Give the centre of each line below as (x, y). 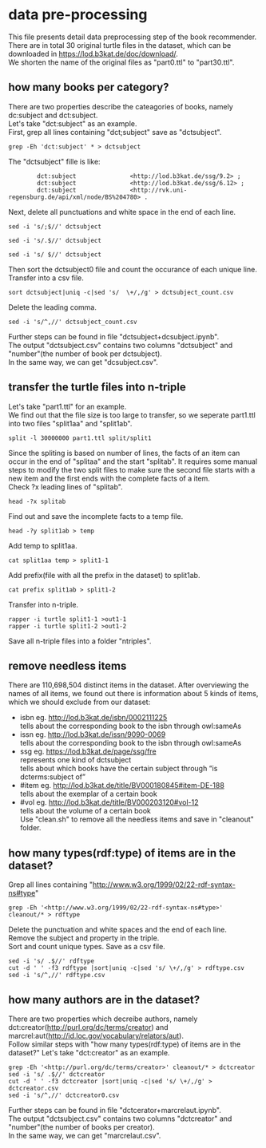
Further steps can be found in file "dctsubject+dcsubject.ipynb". (114, 336)
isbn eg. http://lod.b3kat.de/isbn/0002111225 (93, 718)
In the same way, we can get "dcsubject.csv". (83, 362)
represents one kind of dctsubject (75, 760)
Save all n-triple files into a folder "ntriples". (80, 641)
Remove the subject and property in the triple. (84, 938)
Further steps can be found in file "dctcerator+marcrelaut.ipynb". (115, 1110)
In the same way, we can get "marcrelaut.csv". (85, 1136)
